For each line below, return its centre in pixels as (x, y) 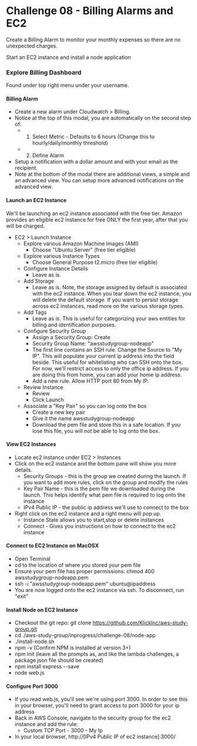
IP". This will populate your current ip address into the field (103, 356)
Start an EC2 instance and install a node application (69, 57)
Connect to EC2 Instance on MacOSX (52, 546)
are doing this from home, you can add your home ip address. (107, 374)
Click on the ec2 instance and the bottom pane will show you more (95, 463)
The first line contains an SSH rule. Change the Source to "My (107, 349)
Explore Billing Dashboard (44, 72)
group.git (26, 629)
